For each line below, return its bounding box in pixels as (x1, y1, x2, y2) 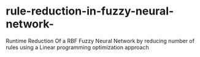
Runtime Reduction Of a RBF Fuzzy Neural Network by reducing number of (6, 37, 194, 44)
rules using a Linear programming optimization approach (6, 44, 149, 51)
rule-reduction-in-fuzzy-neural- (6, 4, 174, 18)
